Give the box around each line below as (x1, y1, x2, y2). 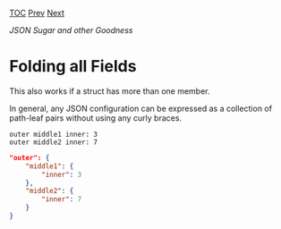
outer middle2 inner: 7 (9, 138, 98, 147)
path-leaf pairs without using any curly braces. (9, 112, 182, 123)
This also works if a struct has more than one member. (9, 85, 210, 97)
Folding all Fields (9, 56, 137, 77)
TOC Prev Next (9, 8, 65, 18)
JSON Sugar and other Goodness (9, 25, 133, 35)
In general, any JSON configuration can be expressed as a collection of (9, 103, 273, 114)
